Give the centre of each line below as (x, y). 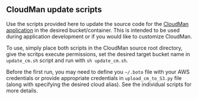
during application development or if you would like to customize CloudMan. (99, 36)
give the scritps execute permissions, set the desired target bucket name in (98, 54)
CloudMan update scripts (54, 10)
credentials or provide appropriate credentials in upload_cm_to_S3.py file (94, 78)
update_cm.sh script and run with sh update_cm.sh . (67, 60)
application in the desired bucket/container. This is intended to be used (93, 30)
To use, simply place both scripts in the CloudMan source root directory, (94, 48)
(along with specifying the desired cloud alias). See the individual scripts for (99, 84)
